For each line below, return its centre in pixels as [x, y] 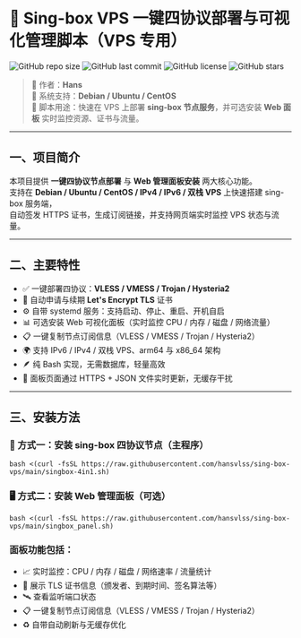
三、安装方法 [45, 417]
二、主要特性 [45, 265]
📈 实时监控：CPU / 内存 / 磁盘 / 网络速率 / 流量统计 [117, 571]
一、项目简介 [45, 158]
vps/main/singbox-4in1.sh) [60, 472]
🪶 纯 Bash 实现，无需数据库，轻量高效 [94, 364]
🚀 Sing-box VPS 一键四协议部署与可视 [150, 18]
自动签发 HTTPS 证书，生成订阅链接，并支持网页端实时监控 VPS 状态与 [140, 214]
